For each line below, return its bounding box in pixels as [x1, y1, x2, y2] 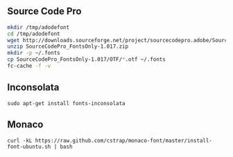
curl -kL [7, 137, 33, 144]
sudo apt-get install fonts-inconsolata [7, 100, 126, 107]
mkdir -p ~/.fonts [7, 50, 60, 57]
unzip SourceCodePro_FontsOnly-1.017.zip [7, 43, 129, 50]
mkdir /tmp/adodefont [7, 24, 70, 30]
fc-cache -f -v [7, 62, 51, 70]
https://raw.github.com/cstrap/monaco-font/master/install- [35, 137, 213, 144]
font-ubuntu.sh [7, 143, 51, 150]
